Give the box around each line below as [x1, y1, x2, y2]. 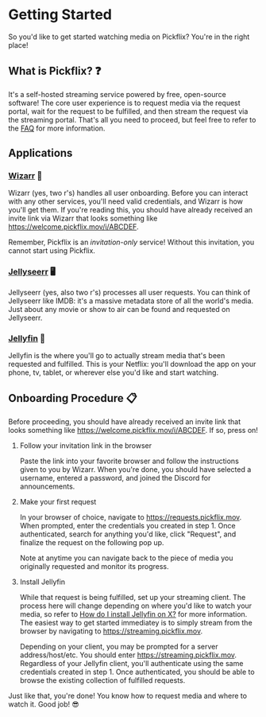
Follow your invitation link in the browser [19, 440, 152, 450]
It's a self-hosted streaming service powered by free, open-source [8, 89, 226, 99]
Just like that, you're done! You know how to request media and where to [8, 691, 248, 700]
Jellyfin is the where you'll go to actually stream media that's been [8, 351, 226, 360]
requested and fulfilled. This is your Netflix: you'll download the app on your [8, 360, 256, 369]
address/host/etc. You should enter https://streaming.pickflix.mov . [19, 650, 237, 660]
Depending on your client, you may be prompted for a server [19, 641, 218, 651]
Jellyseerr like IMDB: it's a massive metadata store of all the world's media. [8, 296, 254, 306]
